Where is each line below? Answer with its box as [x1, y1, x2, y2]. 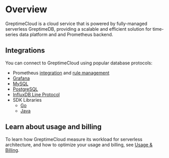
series [5, 31, 18, 37]
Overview [5, 4, 47, 15]
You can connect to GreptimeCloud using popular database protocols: [5, 60, 153, 66]
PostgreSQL [12, 86, 38, 92]
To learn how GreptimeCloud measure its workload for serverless [5, 136, 143, 142]
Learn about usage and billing [5, 123, 102, 131]
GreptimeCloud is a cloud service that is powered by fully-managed [5, 20, 148, 27]
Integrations [5, 46, 45, 55]
